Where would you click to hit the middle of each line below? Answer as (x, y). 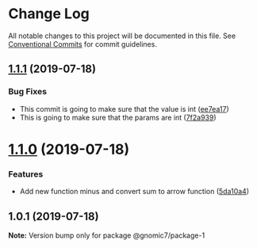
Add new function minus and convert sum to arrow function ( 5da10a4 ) (134, 192)
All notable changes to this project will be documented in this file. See (122, 36)
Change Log (49, 14)
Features (26, 174)
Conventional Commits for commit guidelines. (82, 44)
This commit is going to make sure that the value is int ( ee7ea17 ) (125, 109)
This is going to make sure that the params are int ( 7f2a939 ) (118, 117)
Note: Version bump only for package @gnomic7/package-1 (107, 235)
